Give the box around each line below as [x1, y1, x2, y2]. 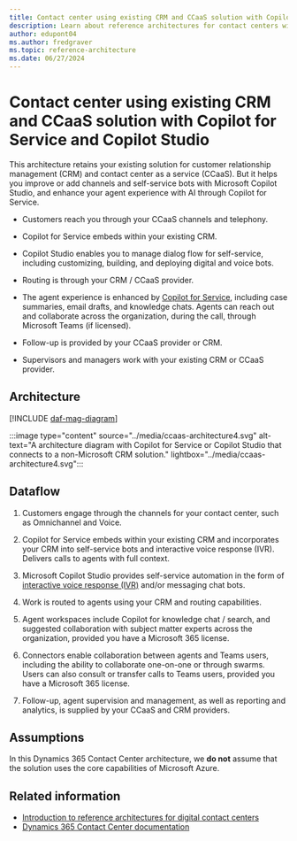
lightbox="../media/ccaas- [171, 449, 266, 459]
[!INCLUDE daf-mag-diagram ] [9, 413, 118, 423]
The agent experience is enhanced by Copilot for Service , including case [21, 291, 288, 302]
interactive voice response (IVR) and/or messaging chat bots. [21, 579, 246, 590]
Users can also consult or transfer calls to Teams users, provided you [21, 668, 276, 679]
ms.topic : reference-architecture [9, 46, 137, 55]
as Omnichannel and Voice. [21, 517, 122, 528]
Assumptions [9, 729, 85, 745]
